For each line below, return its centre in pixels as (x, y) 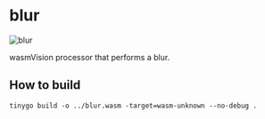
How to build (45, 85)
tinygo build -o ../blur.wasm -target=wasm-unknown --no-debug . (133, 106)
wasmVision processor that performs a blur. (90, 57)
